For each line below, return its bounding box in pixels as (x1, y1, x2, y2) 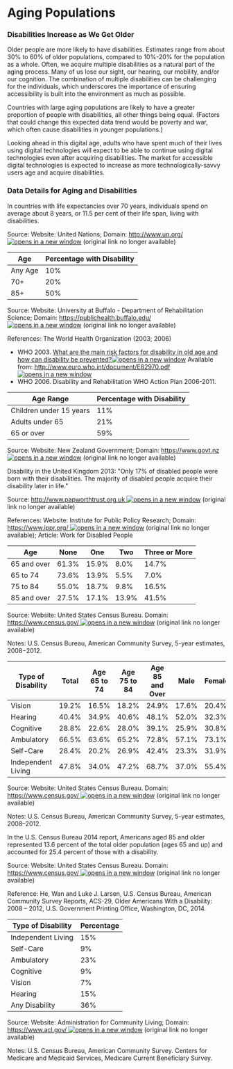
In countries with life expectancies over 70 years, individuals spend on (7, 202, 208, 210)
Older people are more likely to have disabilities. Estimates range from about (7, 45, 225, 54)
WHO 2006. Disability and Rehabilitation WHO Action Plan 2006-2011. (17, 377, 216, 385)
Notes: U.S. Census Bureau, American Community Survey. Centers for (7, 1046, 207, 1054)
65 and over (10, 558, 51, 568)
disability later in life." (7, 481, 69, 490)
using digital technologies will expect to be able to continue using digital (7, 146, 213, 154)
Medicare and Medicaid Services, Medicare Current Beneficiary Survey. (7, 1054, 213, 1062)
